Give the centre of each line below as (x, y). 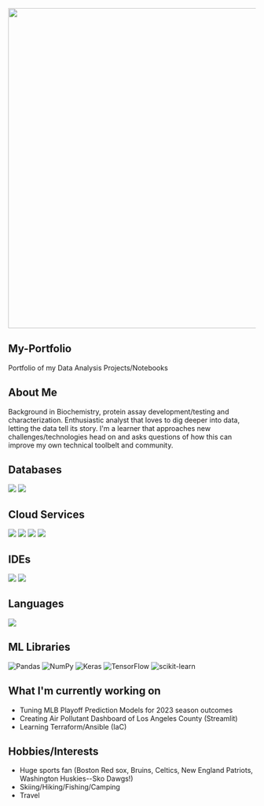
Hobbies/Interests (53, 751)
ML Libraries (39, 647)
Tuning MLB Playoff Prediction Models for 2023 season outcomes (126, 710)
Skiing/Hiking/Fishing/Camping (70, 787)
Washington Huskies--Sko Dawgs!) (76, 778)
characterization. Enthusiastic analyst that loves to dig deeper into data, (124, 420)
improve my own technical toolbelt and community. (91, 445)
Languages (36, 604)
